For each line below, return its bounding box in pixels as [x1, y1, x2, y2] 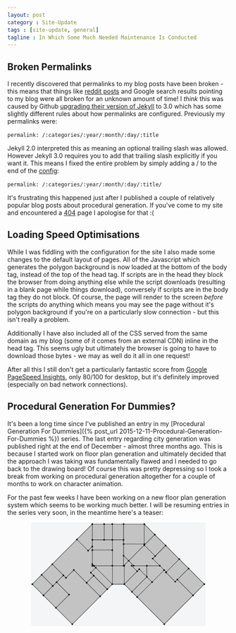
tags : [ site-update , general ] [7, 26, 99, 33]
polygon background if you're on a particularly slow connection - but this [7, 307, 220, 316]
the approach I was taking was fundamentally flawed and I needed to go [7, 456, 217, 466]
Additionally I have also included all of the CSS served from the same [7, 329, 208, 337]
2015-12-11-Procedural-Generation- [119, 427, 223, 435]
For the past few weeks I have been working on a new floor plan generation [7, 493, 227, 502]
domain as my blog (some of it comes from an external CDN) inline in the [7, 336, 219, 345]
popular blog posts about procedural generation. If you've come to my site [7, 201, 223, 210]
